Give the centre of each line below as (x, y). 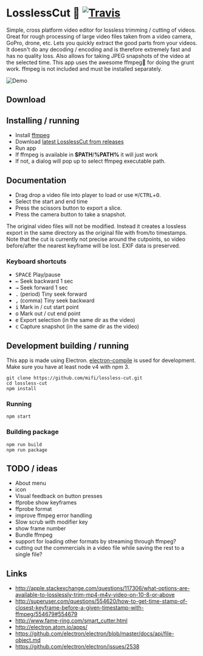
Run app (26, 148)
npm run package (27, 450)
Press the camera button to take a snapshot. (71, 214)
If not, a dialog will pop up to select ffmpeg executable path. (90, 161)
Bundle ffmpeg (34, 535)
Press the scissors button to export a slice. (69, 208)
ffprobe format (33, 509)
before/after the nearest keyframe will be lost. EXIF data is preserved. (93, 245)
